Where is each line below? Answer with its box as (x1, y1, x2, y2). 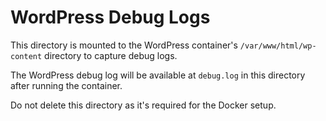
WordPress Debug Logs (10, 6, 211, 29)
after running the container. (10, 79, 123, 91)
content (10, 51, 43, 61)
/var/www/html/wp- (239, 41, 317, 51)
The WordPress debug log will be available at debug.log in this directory (10, 69, 306, 81)
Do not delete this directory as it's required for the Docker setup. (10, 99, 277, 111)
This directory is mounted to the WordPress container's (10, 39, 238, 51)
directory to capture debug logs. (44, 49, 178, 61)
